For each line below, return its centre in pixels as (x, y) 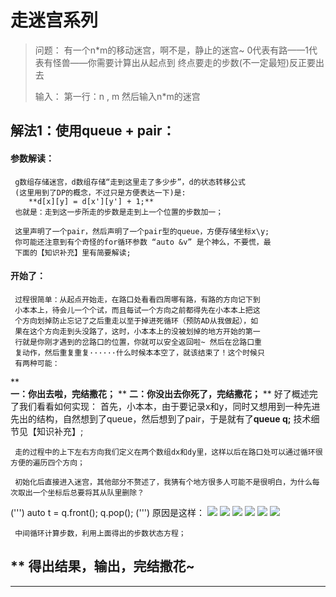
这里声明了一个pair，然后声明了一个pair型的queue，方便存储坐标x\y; (142, 231)
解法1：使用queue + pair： (93, 131)
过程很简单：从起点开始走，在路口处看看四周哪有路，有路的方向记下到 (137, 299)
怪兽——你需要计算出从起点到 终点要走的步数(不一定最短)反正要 (184, 62)
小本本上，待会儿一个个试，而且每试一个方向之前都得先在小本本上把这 (137, 310)
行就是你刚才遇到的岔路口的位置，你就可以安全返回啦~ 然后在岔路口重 (138, 342)
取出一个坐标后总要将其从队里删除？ (81, 492)
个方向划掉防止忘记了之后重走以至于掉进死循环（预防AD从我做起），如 (136, 321)
